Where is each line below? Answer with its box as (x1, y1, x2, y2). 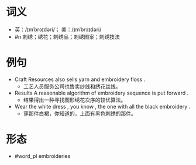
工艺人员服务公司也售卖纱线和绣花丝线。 (23, 83, 121, 90)
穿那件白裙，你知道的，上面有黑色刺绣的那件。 (23, 110, 136, 117)
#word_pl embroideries (14, 152, 71, 159)
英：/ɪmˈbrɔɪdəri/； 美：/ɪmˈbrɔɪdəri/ (14, 26, 102, 33)
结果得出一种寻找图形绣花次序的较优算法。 (23, 96, 126, 103)
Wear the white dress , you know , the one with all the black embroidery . (14, 103, 191, 110)
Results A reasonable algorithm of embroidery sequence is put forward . (14, 89, 189, 96)
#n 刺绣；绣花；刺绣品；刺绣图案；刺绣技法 (14, 33, 120, 40)
